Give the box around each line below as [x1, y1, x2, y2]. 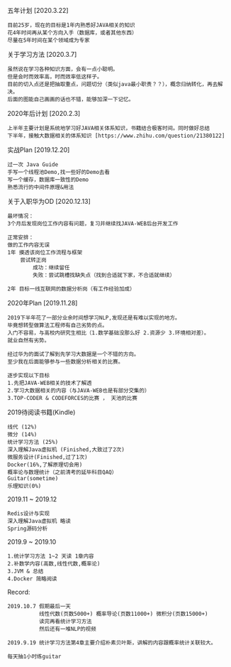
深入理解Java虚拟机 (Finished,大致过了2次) [7, 446, 125, 453]
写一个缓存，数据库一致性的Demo [7, 176, 89, 183]
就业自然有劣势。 [7, 337, 50, 344]
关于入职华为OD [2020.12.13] [7, 197, 91, 205]
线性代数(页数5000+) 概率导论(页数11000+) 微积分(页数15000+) [38, 610, 208, 617]
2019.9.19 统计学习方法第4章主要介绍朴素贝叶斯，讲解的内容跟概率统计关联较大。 [7, 639, 217, 646]
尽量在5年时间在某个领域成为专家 [7, 37, 90, 44]
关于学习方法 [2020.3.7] [7, 50, 77, 58]
